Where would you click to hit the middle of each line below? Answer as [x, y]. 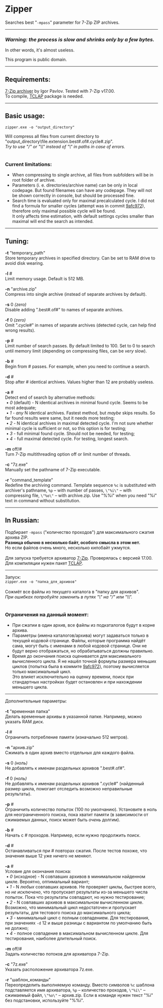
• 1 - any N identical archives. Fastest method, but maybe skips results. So [81, 413]
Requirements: [28, 79]
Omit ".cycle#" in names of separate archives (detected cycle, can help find [81, 325]
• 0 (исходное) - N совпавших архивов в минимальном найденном [76, 877]
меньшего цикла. [30, 687]
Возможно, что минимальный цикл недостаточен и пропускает [71, 907]
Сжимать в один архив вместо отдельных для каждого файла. [70, 753]
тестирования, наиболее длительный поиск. [51, 939]
